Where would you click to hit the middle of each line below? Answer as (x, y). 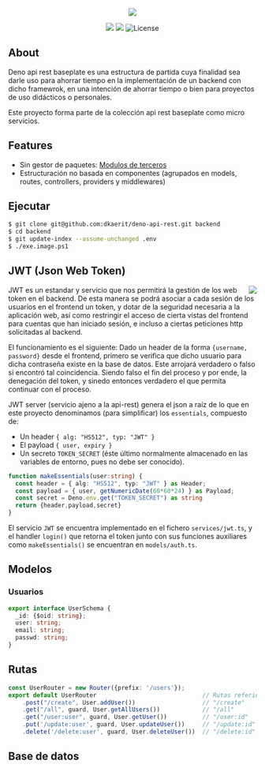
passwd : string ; (42, 638)
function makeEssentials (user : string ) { (76, 476)
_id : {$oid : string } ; (51, 616)
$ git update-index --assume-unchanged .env (82, 239)
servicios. (24, 121)
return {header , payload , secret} (69, 506)
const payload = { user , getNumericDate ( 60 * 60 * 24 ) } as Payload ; (125, 491)
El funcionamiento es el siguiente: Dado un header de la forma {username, (128, 347)
